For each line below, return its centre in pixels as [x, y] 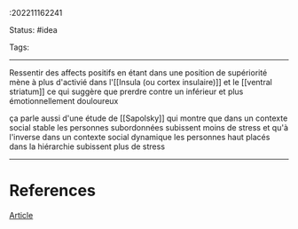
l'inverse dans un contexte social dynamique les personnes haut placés [140, 137]
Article [21, 215]
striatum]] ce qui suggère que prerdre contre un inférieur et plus [126, 91]
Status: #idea [33, 30]
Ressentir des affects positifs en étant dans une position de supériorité [138, 73]
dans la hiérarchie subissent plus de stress [87, 146]
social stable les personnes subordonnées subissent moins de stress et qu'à [149, 127]
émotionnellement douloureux [64, 101]
